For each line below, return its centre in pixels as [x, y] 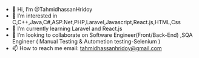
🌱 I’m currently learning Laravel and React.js [67, 28]
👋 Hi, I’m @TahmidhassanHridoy [52, 9]
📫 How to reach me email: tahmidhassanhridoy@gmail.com [87, 48]
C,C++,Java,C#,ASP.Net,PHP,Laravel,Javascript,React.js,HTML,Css [96, 22]
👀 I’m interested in [35, 16]
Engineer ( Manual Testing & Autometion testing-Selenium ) [86, 41]
